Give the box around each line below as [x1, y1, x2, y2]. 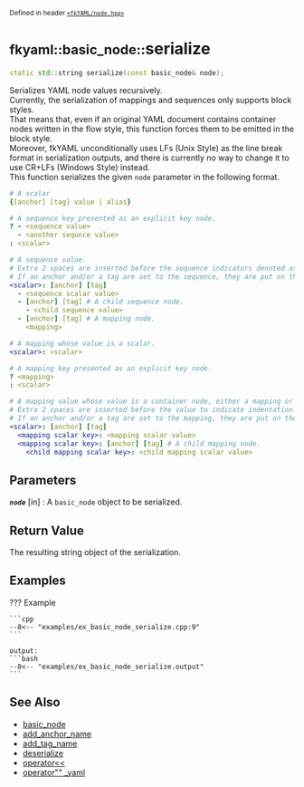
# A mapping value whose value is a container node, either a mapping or [9, 397, 294, 407]
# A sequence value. [9, 255, 88, 264]
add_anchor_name [22, 728, 92, 739]
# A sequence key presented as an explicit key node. [9, 214, 217, 223]
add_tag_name [22, 738, 78, 749]
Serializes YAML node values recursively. [9, 84, 163, 95]
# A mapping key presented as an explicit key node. [9, 363, 213, 373]
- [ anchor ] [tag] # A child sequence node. [17, 297, 184, 307]
